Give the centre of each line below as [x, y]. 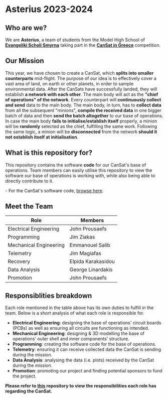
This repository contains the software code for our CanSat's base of [76, 165]
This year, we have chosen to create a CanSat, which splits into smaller [79, 73]
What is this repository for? [49, 153]
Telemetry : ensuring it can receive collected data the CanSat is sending [87, 349]
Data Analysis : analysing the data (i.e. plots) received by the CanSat [83, 360]
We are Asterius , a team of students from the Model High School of [75, 40]
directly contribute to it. [29, 181]
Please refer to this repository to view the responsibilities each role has [81, 386]
